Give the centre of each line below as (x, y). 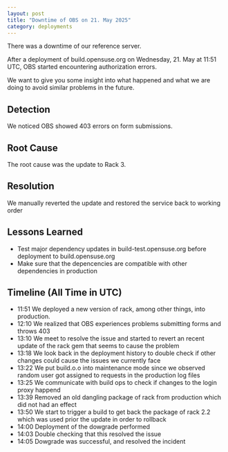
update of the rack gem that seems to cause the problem (98, 346)
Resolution (31, 187)
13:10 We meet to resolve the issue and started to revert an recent (111, 338)
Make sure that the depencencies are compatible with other (102, 263)
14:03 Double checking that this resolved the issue (89, 434)
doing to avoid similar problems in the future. (71, 88)
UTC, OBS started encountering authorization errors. (82, 67)
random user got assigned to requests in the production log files (108, 375)
